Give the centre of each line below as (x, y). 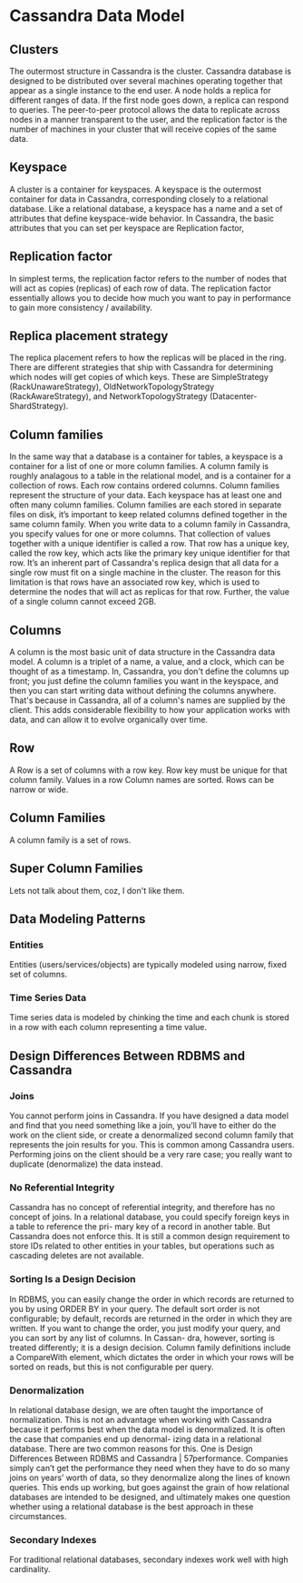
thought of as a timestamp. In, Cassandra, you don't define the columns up (149, 671)
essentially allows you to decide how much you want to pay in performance (151, 297)
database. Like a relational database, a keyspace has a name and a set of (146, 208)
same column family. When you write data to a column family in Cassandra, (150, 525)
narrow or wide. (39, 789)
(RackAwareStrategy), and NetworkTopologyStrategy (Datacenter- (133, 396)
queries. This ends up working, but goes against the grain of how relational (150, 1488)
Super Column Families (76, 869)
